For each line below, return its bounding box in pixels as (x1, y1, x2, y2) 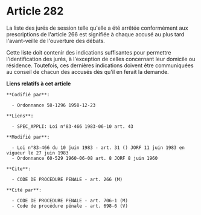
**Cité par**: (6, 187, 42, 193)
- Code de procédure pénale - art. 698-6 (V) (11, 203, 129, 209)
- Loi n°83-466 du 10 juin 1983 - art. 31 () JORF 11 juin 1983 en (11, 144, 185, 151)
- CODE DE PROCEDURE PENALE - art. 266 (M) (11, 176, 123, 182)
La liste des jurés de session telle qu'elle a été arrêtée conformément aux (6, 24, 188, 31)
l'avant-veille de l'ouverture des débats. (6, 37, 106, 44)
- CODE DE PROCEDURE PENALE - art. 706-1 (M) (11, 197, 129, 203)
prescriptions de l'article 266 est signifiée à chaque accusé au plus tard (6, 30, 185, 38)
